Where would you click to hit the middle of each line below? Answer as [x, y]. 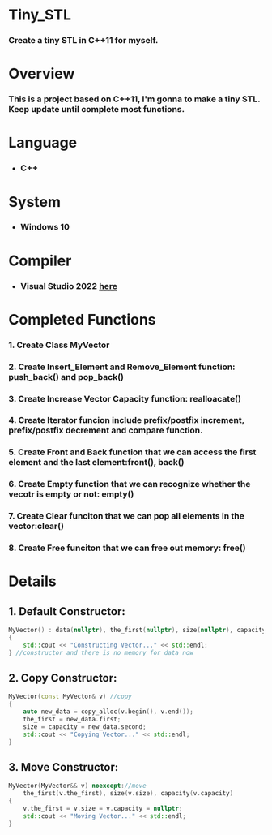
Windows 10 [45, 227]
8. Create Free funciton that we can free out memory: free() [127, 548]
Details [32, 581]
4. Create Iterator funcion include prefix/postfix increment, [126, 420]
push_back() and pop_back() [66, 377]
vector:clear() [36, 527]
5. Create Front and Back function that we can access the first [132, 452]
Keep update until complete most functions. [96, 110]
